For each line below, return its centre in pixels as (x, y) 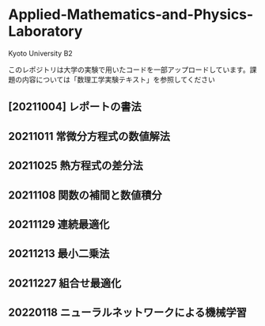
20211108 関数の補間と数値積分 (85, 195)
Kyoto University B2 (40, 53)
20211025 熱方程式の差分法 (76, 166)
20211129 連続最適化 (59, 224)
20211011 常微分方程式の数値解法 (89, 136)
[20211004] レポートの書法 (75, 107)
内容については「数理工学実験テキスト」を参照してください (119, 79)
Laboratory (45, 31)
